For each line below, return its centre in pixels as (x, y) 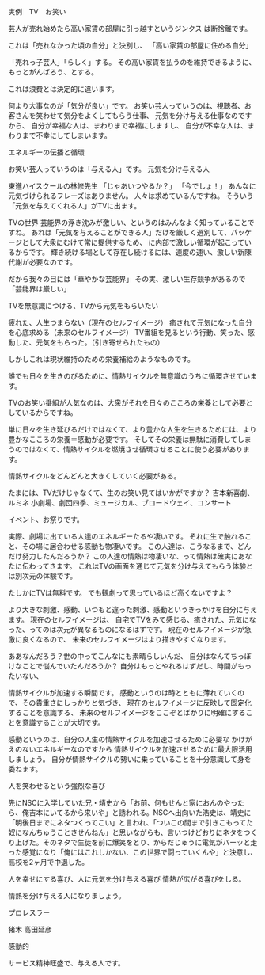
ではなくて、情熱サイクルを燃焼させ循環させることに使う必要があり (132, 449)
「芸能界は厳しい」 (40, 289)
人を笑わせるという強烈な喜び (57, 786)
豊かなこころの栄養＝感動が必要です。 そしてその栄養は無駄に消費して (123, 439)
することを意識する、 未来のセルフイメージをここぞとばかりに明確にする (127, 712)
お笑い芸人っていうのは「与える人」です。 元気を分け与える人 (109, 169)
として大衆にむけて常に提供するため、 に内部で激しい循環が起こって (133, 242)
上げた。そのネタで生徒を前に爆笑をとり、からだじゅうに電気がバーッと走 (136, 842)
